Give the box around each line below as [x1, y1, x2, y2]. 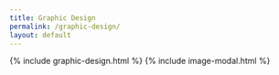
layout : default [9, 30, 71, 39]
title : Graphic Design [9, 13, 96, 23]
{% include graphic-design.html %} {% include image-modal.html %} [9, 56, 271, 67]
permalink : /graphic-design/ [9, 22, 121, 31]
